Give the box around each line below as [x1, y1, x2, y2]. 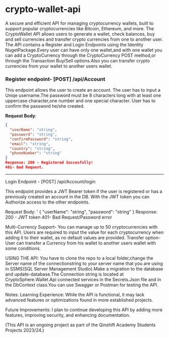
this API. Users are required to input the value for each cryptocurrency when [5, 229, 164, 235]
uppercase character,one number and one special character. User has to [5, 98, 156, 104]
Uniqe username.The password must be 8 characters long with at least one [5, 92, 161, 99]
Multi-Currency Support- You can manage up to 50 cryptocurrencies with [5, 224, 158, 230]
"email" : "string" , [10, 141, 51, 147]
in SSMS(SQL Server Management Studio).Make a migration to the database [5, 265, 163, 272]
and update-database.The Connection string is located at [5, 271, 124, 277]
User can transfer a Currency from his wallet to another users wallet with [5, 240, 156, 246]
